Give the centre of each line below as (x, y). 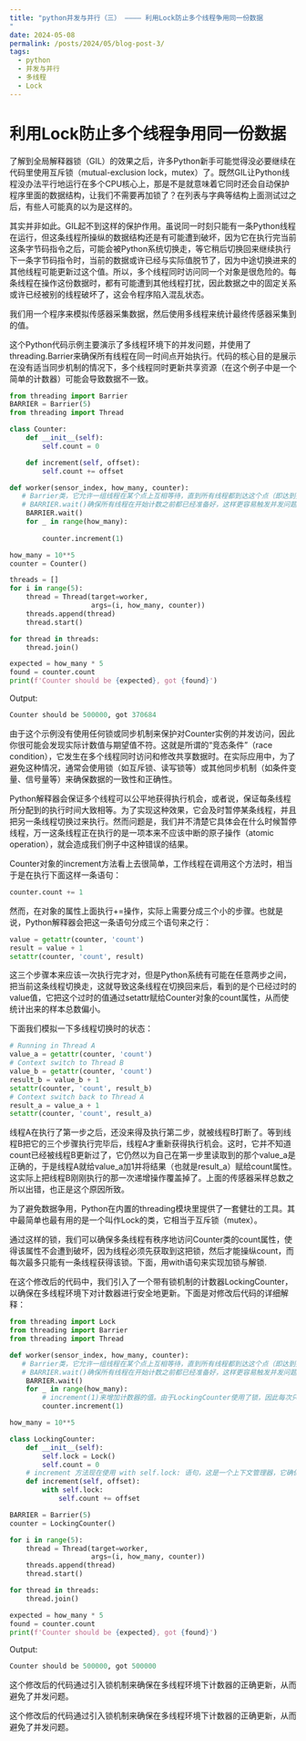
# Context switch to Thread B (67, 1063)
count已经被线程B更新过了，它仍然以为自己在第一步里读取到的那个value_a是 (153, 1155)
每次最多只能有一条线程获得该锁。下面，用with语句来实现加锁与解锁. (138, 1262)
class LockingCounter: (52, 1439)
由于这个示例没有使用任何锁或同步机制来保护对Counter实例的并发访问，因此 (153, 733)
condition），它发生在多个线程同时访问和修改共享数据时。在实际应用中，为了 (153, 756)
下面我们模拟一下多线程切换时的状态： (81, 1028)
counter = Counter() (49, 563)
